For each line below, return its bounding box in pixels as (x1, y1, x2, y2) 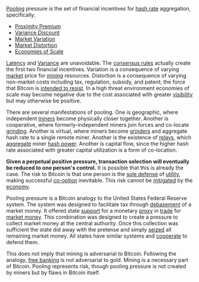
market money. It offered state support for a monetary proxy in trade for (6, 207, 182, 214)
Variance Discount (14, 29, 60, 36)
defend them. (6, 239, 39, 245)
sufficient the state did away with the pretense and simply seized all (6, 226, 172, 233)
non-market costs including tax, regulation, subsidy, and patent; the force (6, 78, 185, 85)
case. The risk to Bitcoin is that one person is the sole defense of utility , (6, 171, 181, 177)
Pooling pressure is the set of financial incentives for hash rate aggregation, (6, 5, 191, 12)
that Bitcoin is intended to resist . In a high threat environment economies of (6, 85, 190, 91)
